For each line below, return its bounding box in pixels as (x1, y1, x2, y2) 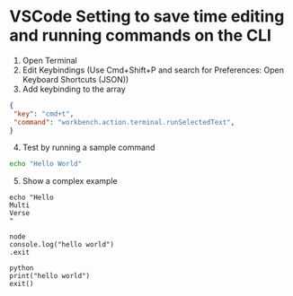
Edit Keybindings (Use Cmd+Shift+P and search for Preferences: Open (22, 65, 285, 75)
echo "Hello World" (9, 160, 83, 169)
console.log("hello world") (9, 240, 115, 249)
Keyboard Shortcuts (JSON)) (22, 74, 129, 84)
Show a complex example (22, 176, 119, 187)
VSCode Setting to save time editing (9, 6, 285, 27)
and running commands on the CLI (9, 25, 272, 46)
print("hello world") (9, 272, 91, 281)
